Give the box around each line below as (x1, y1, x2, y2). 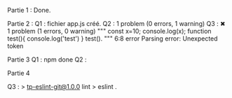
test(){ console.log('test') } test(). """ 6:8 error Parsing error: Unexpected (7, 34, 219, 43)
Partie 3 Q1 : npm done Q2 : (7, 55, 87, 64)
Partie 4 (7, 69, 30, 77)
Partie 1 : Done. (7, 6, 51, 14)
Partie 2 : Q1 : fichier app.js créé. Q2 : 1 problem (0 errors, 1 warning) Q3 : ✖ (7, 20, 226, 27)
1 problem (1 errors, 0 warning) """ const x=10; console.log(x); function (7, 27, 212, 35)
